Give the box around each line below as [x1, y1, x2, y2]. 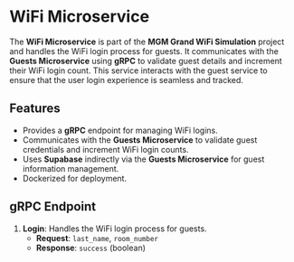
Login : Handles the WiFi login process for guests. [22, 223, 207, 234]
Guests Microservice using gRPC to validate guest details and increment [9, 55, 282, 66]
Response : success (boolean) [35, 242, 147, 253]
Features [9, 101, 61, 117]
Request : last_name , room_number [35, 232, 158, 243]
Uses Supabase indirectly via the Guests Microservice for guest [22, 154, 265, 164]
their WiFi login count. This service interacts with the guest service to [9, 65, 269, 76]
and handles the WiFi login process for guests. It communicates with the [9, 45, 279, 56]
